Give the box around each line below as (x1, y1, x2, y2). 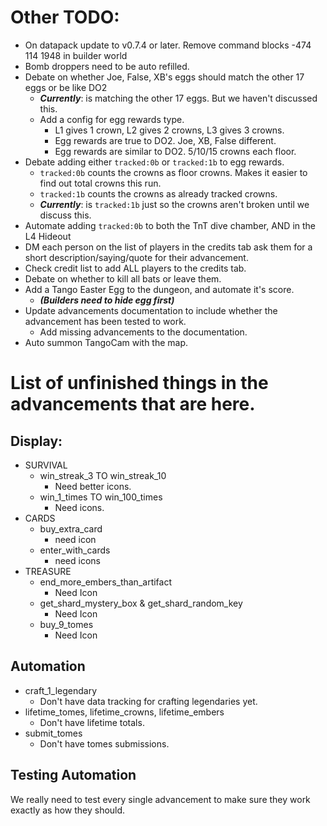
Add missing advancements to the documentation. (39, 326, 248, 338)
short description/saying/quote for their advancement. (24, 251, 249, 263)
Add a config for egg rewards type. (39, 113, 185, 125)
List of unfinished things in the (10, 372, 269, 395)
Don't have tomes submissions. (39, 737, 170, 750)
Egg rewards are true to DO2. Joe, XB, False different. (54, 134, 277, 146)
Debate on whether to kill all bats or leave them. (24, 272, 222, 285)
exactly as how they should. (10, 804, 126, 816)
